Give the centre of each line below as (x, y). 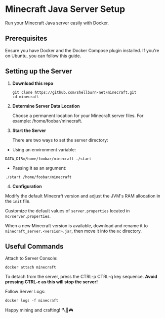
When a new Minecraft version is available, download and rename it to (77, 225)
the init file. (18, 201)
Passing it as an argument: (39, 168)
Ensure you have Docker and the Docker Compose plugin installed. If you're (82, 50)
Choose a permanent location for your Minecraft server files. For (78, 116)
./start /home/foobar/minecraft (38, 177)
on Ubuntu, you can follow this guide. (43, 56)
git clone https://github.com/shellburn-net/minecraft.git (74, 92)
